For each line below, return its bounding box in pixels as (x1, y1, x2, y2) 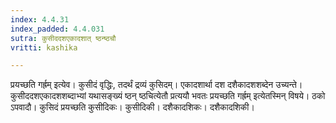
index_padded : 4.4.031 (10, 24, 105, 34)
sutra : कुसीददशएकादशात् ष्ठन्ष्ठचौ (10, 33, 117, 43)
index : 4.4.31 (10, 14, 70, 25)
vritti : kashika (10, 42, 78, 53)
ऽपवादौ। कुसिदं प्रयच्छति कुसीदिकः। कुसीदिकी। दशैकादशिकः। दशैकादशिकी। (10, 101, 255, 113)
